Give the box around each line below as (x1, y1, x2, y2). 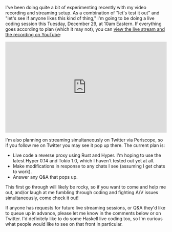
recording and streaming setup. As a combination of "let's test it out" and (5, 10, 160, 16)
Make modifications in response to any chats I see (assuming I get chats (12, 163, 165, 169)
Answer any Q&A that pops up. (12, 174, 78, 180)
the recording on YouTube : (5, 32, 61, 37)
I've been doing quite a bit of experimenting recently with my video (5, 5, 147, 10)
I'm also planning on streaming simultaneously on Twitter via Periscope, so (5, 137, 163, 143)
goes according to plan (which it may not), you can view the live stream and (5, 26, 165, 32)
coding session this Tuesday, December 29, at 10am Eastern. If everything (5, 20, 162, 27)
